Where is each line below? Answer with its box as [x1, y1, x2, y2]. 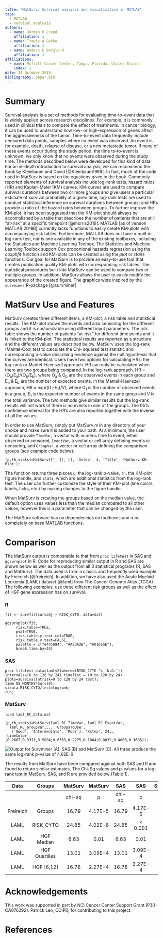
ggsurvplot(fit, [5, 621, 38, 626]
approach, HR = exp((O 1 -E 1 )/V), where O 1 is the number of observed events [5, 385, 156, 392]
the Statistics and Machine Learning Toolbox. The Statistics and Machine [5, 241, 151, 247]
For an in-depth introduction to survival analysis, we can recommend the [5, 163, 150, 169]
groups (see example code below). [5, 448, 75, 454]
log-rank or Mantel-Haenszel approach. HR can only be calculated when [5, 361, 150, 367]
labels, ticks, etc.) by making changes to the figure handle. [5, 485, 122, 491]
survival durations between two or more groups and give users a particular [5, 189, 154, 195]
